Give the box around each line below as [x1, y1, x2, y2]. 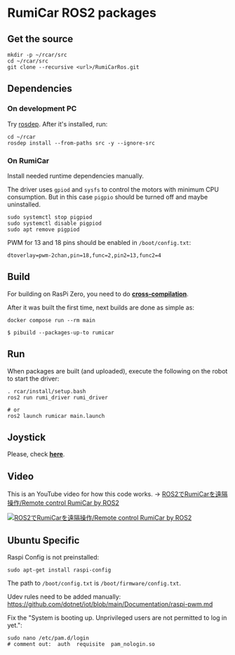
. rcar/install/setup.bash [7, 388, 86, 395]
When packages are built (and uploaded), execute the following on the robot [7, 366, 228, 375]
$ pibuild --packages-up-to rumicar [7, 329, 114, 336]
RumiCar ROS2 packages [7, 5, 156, 21]
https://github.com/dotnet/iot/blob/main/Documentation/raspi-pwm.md [7, 600, 213, 609]
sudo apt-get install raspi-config [7, 567, 112, 574]
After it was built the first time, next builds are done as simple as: [7, 303, 195, 312]
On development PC [7, 104, 77, 114]
